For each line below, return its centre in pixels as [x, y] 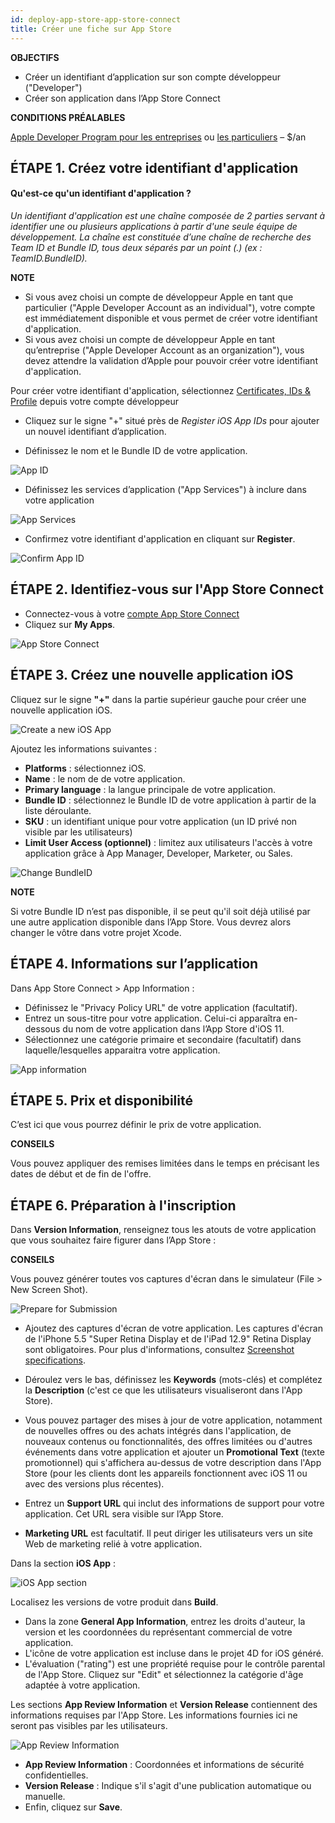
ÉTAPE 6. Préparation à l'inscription [123, 1205]
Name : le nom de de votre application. [105, 778]
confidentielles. [56, 1775]
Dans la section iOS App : [63, 1563]
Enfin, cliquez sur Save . [73, 1807]
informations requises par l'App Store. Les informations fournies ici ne [154, 1715]
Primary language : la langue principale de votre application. [150, 789]
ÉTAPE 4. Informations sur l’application [134, 964]
